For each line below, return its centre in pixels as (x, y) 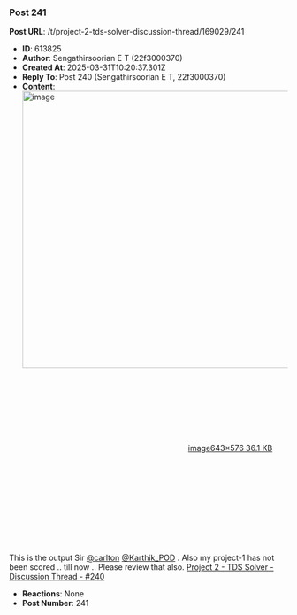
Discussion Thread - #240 (57, 577)
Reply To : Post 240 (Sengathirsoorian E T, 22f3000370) (124, 77)
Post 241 (28, 12)
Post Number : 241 (55, 603)
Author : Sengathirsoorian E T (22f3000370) (102, 58)
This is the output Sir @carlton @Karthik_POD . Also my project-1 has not (142, 558)
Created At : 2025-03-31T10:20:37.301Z (94, 67)
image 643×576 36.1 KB (230, 448)
